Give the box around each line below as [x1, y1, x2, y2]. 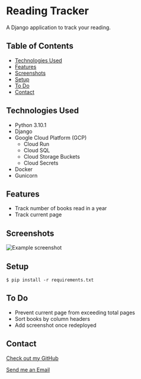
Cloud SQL [23, 147, 50, 154]
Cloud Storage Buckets [23, 153, 80, 160]
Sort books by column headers [14, 315, 91, 322]
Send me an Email [6, 366, 50, 373]
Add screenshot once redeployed [14, 321, 97, 329]
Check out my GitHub [6, 355, 59, 362]
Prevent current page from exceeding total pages [14, 309, 135, 316]
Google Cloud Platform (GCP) [14, 134, 87, 141]
